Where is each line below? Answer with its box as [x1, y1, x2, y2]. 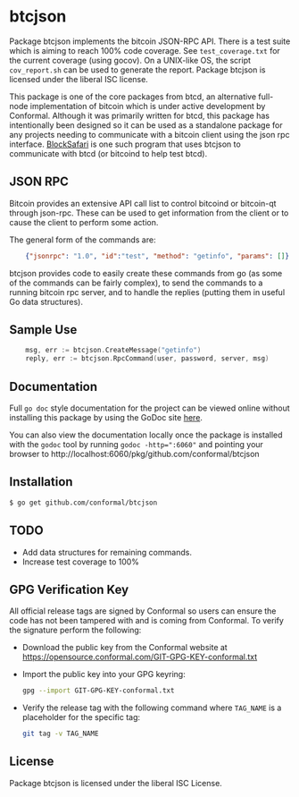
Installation [9, 474, 73, 489]
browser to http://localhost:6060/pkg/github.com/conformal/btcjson [9, 449, 261, 459]
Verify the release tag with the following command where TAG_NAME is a [21, 702, 282, 713]
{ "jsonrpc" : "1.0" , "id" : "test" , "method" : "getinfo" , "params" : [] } [25, 251, 290, 260]
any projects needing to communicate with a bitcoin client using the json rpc [9, 129, 290, 140]
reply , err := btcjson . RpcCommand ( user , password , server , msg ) [25, 354, 270, 363]
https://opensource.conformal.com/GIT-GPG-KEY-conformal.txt [21, 651, 258, 663]
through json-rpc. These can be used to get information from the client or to [9, 208, 289, 218]
